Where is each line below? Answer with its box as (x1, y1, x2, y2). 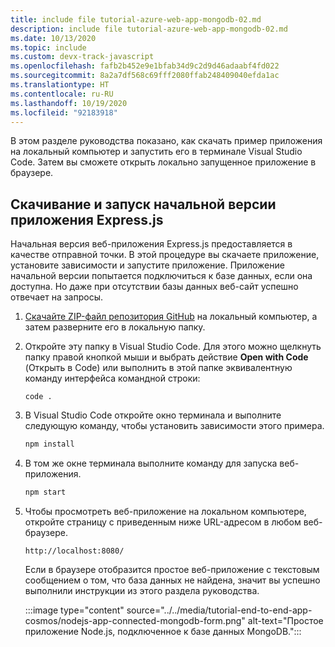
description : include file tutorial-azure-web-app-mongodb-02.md (10, 24, 288, 34)
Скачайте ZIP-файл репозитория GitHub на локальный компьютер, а (24, 311, 318, 323)
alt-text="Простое (247, 614, 324, 626)
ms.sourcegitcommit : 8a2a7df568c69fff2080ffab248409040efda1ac (10, 71, 280, 81)
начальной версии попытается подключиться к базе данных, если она (10, 270, 313, 282)
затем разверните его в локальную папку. (24, 321, 206, 333)
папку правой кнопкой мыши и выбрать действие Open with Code (24, 351, 309, 363)
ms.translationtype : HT (10, 80, 110, 90)
